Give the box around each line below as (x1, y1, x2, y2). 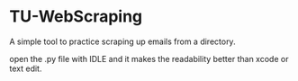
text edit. (9, 63, 42, 74)
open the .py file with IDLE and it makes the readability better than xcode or (9, 53, 289, 64)
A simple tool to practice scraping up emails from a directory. (9, 36, 236, 47)
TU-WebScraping (9, 6, 143, 27)
